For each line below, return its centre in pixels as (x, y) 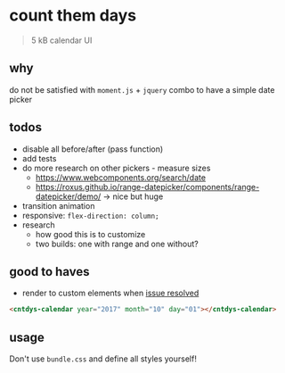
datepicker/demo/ (68, 196)
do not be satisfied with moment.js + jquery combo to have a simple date (142, 89)
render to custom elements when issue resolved (110, 293)
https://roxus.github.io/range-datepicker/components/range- (147, 186)
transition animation (58, 205)
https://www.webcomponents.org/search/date (121, 177)
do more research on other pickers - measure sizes (116, 168)
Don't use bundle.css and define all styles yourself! (103, 359)
